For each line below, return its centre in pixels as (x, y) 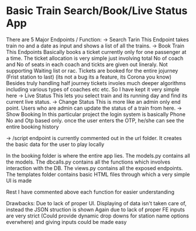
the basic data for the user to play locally (55, 144)
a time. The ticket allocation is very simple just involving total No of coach (95, 58)
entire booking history (33, 127)
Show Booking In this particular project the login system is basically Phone (96, 114)
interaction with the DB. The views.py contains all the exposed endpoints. (94, 168)
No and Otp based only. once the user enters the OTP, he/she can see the (95, 120)
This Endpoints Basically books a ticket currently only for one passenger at (96, 52)
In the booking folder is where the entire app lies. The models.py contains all (98, 155)
